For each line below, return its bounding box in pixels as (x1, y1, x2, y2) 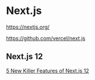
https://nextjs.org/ (6, 23, 50, 30)
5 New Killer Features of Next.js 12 (6, 67, 89, 74)
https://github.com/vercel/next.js (6, 34, 86, 41)
